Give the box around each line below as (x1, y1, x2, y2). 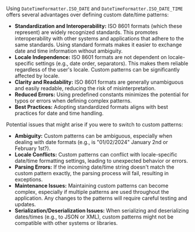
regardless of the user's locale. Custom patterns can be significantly (14, 66, 180, 73)
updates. (14, 201, 36, 207)
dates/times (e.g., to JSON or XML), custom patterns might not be (14, 213, 174, 220)
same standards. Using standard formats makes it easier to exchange (14, 41, 182, 48)
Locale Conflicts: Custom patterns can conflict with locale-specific (14, 151, 177, 158)
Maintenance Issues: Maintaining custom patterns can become (14, 182, 169, 189)
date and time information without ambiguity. (14, 47, 123, 54)
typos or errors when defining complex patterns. (14, 97, 132, 104)
